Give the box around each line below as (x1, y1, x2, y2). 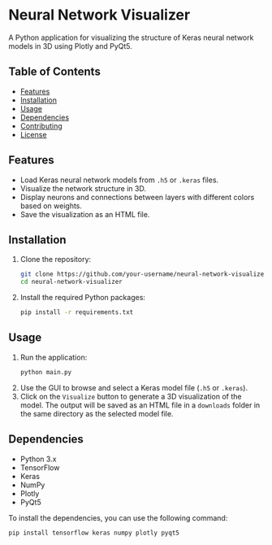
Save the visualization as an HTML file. (19, 209, 150, 219)
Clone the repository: (19, 255, 92, 264)
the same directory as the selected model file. (19, 408, 174, 418)
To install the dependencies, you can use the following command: (8, 512, 228, 522)
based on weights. (19, 201, 83, 211)
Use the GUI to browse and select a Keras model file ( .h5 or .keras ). (19, 382, 248, 392)
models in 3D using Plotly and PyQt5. (8, 41, 132, 50)
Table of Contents (8, 65, 101, 79)
